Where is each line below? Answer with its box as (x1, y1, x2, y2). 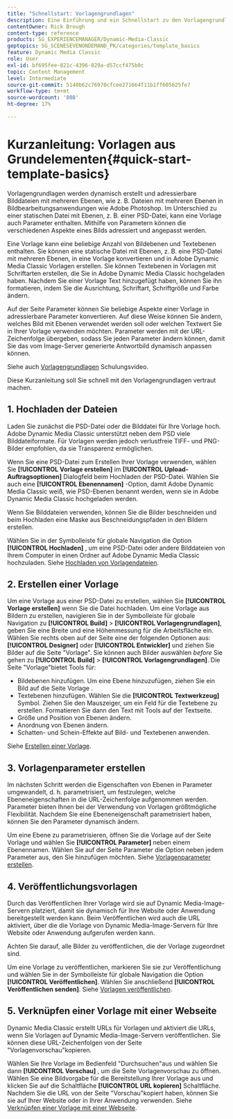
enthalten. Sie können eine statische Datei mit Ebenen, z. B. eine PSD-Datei (7, 247, 223, 255)
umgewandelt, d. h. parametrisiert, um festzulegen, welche (7, 788, 175, 797)
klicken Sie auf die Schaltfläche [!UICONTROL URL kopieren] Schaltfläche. (7, 1081, 221, 1090)
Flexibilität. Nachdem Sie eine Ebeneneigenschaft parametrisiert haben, (7, 810, 212, 819)
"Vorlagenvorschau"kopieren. (7, 1045, 92, 1054)
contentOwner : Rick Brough (7, 23, 85, 30)
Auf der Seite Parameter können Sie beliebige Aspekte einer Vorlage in (7, 304, 209, 313)
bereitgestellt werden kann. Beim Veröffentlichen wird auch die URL (7, 914, 200, 922)
